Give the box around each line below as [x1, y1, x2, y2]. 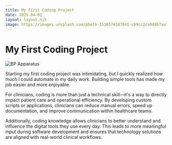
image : [5, 22, 19, 27]
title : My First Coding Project [5, 7, 74, 13]
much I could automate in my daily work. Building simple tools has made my [5, 76, 165, 82]
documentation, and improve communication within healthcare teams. [5, 108, 153, 114]
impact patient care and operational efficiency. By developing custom [5, 97, 152, 103]
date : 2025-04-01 [5, 12, 42, 17]
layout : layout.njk [5, 17, 47, 22]
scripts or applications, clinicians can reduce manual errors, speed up [5, 102, 153, 109]
